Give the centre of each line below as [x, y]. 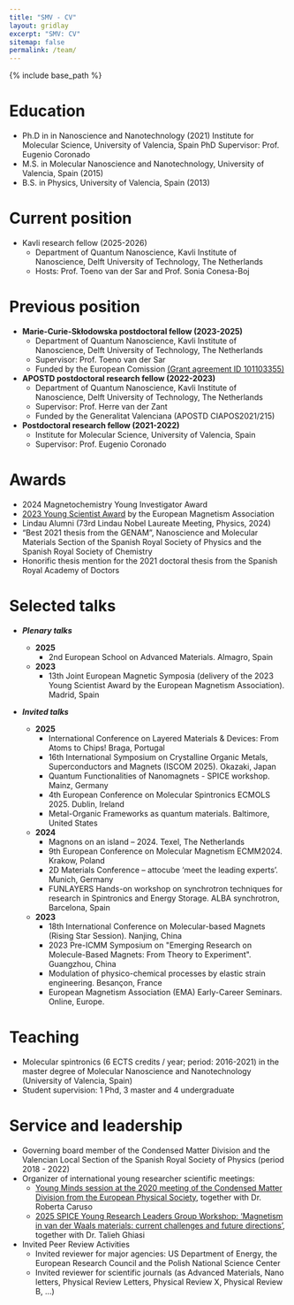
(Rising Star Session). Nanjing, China [115, 935]
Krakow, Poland [77, 860]
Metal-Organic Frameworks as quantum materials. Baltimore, [159, 813]
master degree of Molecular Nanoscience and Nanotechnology [136, 1071]
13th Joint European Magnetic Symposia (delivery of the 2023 [161, 676]
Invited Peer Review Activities [76, 1244]
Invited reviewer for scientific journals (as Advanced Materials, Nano [159, 1272]
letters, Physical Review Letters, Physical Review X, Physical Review [159, 1282]
